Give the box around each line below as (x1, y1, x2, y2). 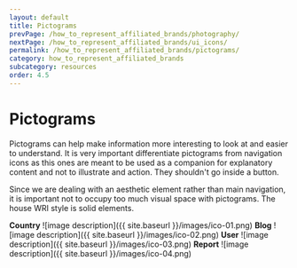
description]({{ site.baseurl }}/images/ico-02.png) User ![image (36, 229, 269, 240)
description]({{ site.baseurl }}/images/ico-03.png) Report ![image (9, 239, 249, 249)
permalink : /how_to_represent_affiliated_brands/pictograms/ (9, 46, 240, 55)
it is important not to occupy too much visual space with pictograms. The (9, 193, 277, 204)
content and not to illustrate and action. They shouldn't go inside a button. (9, 166, 279, 177)
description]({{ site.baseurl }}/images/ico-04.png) (9, 248, 192, 258)
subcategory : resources (9, 63, 98, 72)
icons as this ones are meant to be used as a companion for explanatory (9, 157, 273, 168)
